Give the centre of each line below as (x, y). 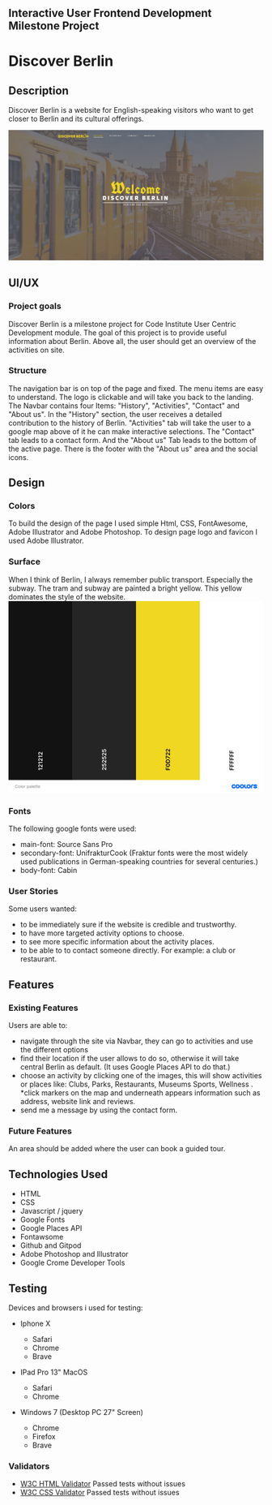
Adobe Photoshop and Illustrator (74, 1254)
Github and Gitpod (51, 1245)
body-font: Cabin (49, 871)
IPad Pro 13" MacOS (54, 1372)
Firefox (44, 1436)
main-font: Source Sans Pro (66, 845)
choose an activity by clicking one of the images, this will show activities (141, 1076)
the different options (54, 1050)
